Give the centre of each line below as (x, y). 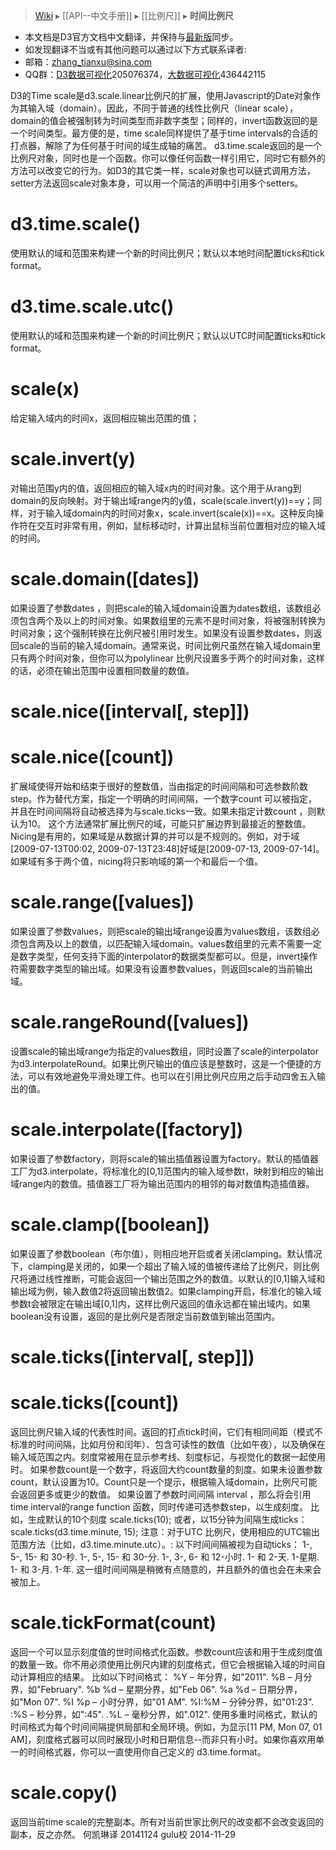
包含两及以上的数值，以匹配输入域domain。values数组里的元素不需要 (161, 943)
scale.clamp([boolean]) (110, 1224)
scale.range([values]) (102, 902)
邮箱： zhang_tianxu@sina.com (88, 62)
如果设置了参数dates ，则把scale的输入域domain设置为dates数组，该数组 (161, 608)
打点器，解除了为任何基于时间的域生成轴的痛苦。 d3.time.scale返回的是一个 (166, 145)
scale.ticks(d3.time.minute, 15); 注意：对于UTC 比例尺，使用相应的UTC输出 (165, 1531)
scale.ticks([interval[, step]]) (132, 1356)
